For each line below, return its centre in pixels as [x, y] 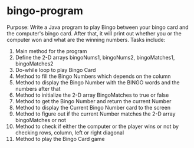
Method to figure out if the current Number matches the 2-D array [95, 114]
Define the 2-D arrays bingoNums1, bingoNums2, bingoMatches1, [95, 57]
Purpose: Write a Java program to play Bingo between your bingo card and [98, 27]
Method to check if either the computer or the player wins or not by [97, 126]
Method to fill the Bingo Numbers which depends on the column [93, 76]
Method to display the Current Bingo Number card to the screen [93, 107]
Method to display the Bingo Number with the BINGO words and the [98, 82]
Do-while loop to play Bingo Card [55, 70]
